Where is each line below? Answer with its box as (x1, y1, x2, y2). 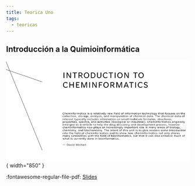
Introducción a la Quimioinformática (6, 44, 140, 54)
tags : (6, 15, 19, 22)
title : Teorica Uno (6, 9, 54, 15)
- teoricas (11, 22, 38, 27)
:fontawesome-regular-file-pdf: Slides (6, 173, 97, 180)
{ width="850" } (6, 161, 45, 169)
